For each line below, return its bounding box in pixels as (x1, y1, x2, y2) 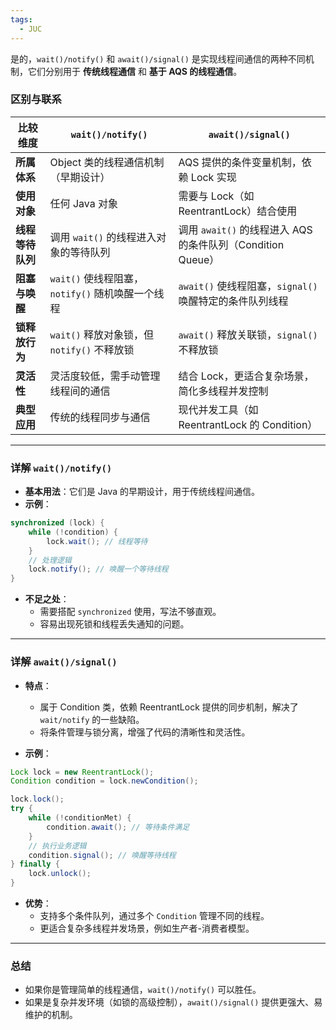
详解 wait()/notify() (10, 461, 113, 475)
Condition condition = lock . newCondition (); (10, 776, 199, 786)
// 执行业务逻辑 (28, 841, 87, 851)
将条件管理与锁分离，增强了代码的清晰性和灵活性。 (39, 726, 251, 738)
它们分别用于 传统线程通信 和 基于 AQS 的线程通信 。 (27, 65, 243, 77)
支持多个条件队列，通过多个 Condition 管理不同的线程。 (39, 910, 270, 922)
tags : (10, 14, 33, 25)
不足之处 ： (24, 593, 70, 605)
